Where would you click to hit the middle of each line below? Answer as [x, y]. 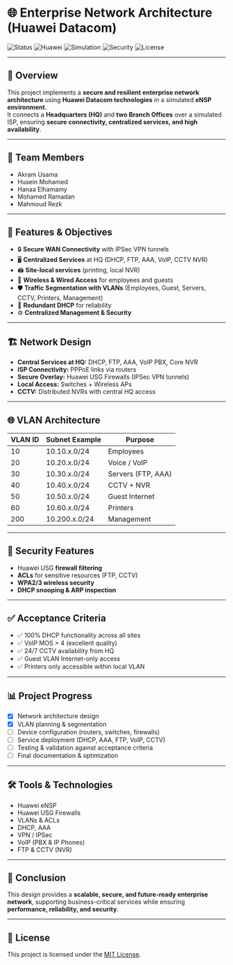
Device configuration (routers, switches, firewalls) [88, 732]
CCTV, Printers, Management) [60, 298]
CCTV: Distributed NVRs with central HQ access [86, 392]
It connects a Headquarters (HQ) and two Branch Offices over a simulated [114, 114]
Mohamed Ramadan [46, 197]
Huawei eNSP [37, 805]
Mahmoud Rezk [40, 204]
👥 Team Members [46, 158]
